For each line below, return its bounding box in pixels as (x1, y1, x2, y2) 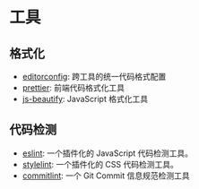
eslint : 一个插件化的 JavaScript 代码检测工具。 (22, 148, 194, 159)
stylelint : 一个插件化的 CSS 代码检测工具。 (22, 159, 179, 169)
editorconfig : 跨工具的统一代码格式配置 (22, 72, 167, 82)
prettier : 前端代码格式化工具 (22, 82, 125, 93)
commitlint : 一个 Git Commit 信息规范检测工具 (22, 170, 190, 181)
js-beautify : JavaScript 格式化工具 (22, 94, 149, 104)
